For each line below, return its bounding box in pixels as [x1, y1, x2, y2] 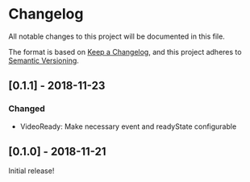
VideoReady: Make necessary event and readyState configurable [19, 122, 237, 131]
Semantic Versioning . [8, 56, 79, 65]
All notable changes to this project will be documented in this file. [8, 31, 226, 41]
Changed [8, 103, 46, 114]
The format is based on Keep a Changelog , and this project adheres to [8, 47, 242, 56]
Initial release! [8, 166, 55, 176]
